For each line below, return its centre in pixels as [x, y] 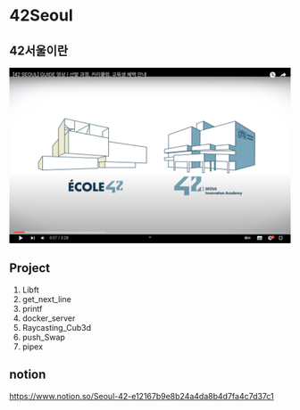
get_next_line [46, 299]
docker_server [49, 318]
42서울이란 [39, 50]
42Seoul [41, 16]
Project [30, 268]
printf [32, 308]
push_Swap [43, 337]
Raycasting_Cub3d [57, 327]
